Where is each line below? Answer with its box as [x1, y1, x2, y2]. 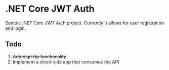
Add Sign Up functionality [12, 53, 67, 59]
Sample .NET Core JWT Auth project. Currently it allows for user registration [5, 20, 164, 26]
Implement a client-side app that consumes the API [12, 59, 119, 65]
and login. [5, 25, 26, 31]
